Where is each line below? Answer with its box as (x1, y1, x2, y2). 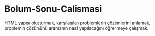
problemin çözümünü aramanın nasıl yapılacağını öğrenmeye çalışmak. (4, 25, 149, 31)
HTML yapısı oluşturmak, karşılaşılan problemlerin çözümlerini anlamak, (4, 20, 151, 26)
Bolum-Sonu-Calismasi (4, 3, 102, 15)
